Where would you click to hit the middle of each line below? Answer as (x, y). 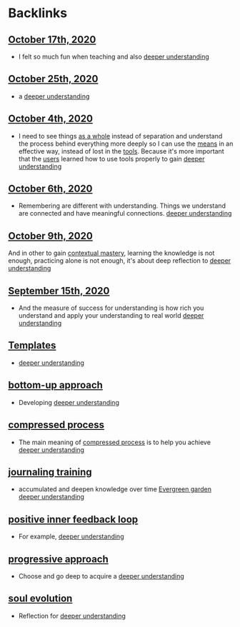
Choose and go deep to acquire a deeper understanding (101, 576)
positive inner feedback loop (73, 519)
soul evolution (40, 599)
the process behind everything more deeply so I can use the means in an (126, 144)
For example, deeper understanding (71, 536)
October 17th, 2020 (52, 40)
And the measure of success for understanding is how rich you (111, 308)
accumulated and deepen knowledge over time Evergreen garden (115, 489)
